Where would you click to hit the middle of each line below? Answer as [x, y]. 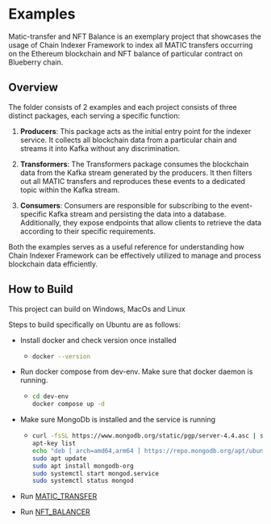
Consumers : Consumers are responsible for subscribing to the [125, 205]
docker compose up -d [68, 405]
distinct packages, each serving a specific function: [94, 115]
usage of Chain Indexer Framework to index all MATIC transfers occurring [131, 44]
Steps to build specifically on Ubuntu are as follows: [95, 325]
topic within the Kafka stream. [70, 190]
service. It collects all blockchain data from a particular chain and [128, 140]
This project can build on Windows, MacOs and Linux [97, 308]
